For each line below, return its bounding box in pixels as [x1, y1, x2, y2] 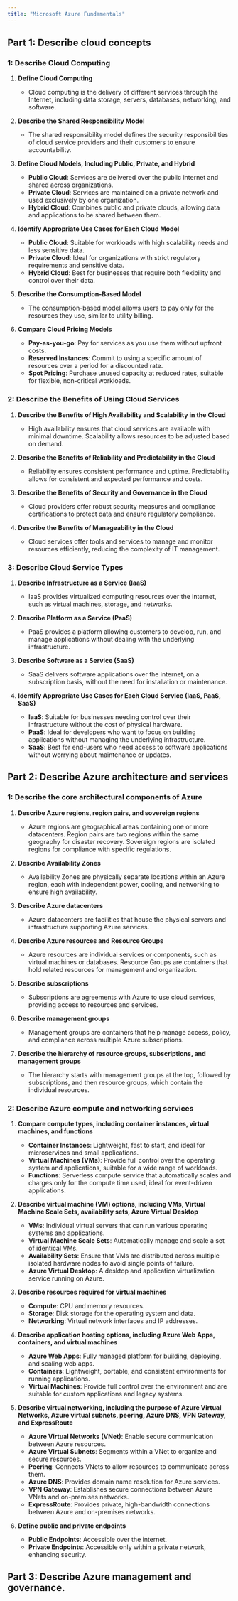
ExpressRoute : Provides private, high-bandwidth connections [28, 1500, 210, 1509]
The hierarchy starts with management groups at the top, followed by [28, 1070, 231, 1079]
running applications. [28, 1374, 90, 1383]
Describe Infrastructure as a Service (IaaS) [17, 578, 147, 587]
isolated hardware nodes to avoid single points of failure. [28, 1258, 195, 1267]
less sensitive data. [28, 246, 85, 254]
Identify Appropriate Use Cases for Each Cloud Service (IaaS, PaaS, [17, 691, 222, 700]
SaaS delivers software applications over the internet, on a [28, 669, 200, 679]
